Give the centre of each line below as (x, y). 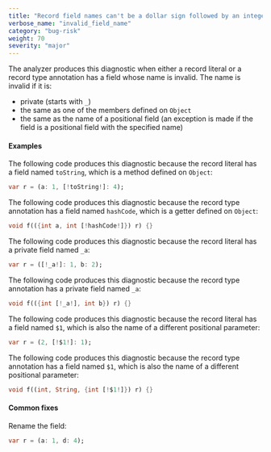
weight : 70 (27, 38)
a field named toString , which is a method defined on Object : (110, 172)
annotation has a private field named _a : (75, 288)
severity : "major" (39, 46)
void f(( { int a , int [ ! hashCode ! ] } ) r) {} (81, 226)
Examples (25, 145)
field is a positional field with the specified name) (102, 128)
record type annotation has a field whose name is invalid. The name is (125, 77)
